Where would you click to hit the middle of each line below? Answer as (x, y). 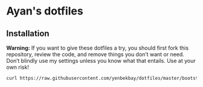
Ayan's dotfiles (45, 11)
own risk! (18, 67)
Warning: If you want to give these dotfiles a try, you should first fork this (98, 48)
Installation (28, 34)
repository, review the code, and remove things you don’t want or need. (95, 54)
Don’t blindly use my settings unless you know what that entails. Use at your (101, 61)
